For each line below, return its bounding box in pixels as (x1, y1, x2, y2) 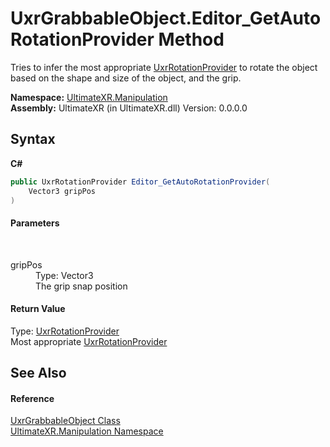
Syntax (10, 131, 56, 148)
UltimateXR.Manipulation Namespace (10, 425, 164, 437)
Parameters (10, 217, 60, 229)
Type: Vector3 (35, 269, 94, 281)
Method (158, 28, 225, 51)
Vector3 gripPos (28, 186, 97, 196)
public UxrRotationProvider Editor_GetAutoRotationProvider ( (10, 177, 271, 187)
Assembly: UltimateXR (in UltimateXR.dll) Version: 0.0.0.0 (10, 102, 248, 114)
